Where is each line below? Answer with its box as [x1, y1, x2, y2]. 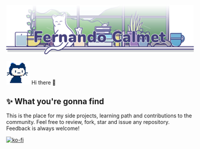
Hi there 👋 [31, 79, 57, 86]
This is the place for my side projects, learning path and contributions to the [6, 112, 192, 119]
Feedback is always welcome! [6, 125, 80, 132]
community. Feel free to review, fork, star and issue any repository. [6, 119, 170, 126]
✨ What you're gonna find [6, 96, 104, 106]
